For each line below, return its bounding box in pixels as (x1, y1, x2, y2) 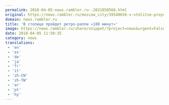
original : (5, 12, 26, 17)
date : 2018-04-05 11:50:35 (5, 31, 62, 36)
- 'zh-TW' (7, 78, 28, 83)
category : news (5, 36, 37, 41)
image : (5, 26, 19, 31)
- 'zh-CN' (7, 73, 28, 78)
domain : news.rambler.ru (5, 17, 57, 22)
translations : (5, 40, 35, 45)
